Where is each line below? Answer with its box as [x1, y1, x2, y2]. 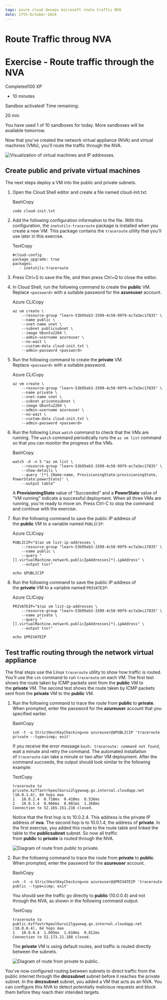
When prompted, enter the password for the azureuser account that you [12, 706, 162, 712]
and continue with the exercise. [12, 506, 77, 512]
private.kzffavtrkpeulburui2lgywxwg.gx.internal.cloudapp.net [12, 788, 145, 793]
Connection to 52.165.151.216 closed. [12, 805, 93, 811]
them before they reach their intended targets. [5, 989, 100, 996]
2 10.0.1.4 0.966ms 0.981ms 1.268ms [12, 801, 100, 806]
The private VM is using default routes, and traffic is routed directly [12, 944, 151, 950]
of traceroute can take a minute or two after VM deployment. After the [12, 754, 158, 760]
